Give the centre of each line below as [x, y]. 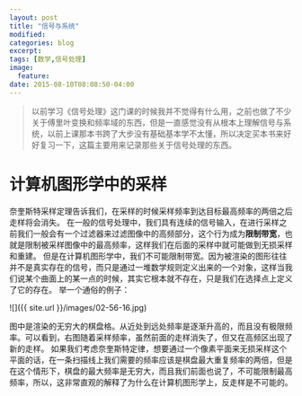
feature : [34, 76]
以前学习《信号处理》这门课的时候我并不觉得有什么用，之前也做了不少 [161, 111]
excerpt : [26, 51]
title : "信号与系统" [44, 26]
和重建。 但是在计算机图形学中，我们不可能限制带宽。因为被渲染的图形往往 [148, 256]
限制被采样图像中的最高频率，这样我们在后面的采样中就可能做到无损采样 [159, 244]
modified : [28, 34]
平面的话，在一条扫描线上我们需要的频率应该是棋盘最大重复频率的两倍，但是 [151, 359]
